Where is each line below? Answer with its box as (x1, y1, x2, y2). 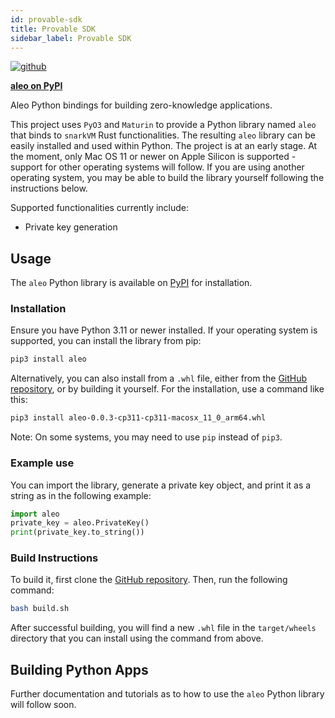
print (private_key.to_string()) (10, 527, 145, 538)
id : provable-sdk (10, 14, 83, 25)
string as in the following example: (10, 489, 152, 501)
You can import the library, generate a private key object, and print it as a (10, 479, 312, 491)
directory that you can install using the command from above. (10, 632, 264, 645)
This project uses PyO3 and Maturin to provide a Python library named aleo (10, 119, 317, 131)
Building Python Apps (10, 661, 149, 678)
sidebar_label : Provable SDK (10, 33, 132, 43)
